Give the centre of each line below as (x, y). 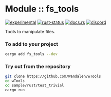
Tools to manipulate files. (30, 31)
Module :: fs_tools (42, 9)
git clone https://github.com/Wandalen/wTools (53, 76)
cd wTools (15, 81)
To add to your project (32, 44)
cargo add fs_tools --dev (31, 54)
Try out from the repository (38, 67)
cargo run (15, 90)
